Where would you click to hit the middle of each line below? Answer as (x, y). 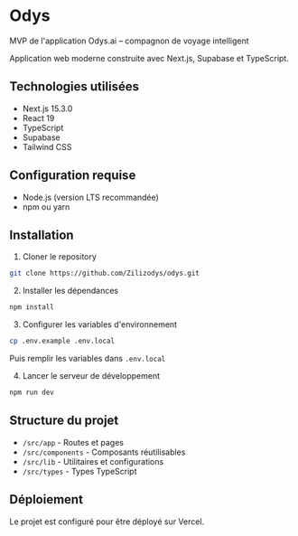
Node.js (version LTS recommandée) (91, 197)
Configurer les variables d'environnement (100, 324)
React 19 (38, 118)
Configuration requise (73, 176)
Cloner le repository (60, 257)
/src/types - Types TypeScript (79, 471)
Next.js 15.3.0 (47, 108)
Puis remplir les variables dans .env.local (88, 358)
